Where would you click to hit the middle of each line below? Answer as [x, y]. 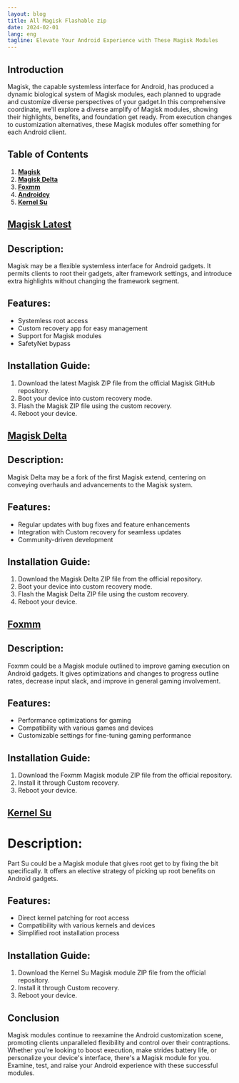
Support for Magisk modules [60, 335]
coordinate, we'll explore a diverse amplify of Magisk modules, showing [113, 109]
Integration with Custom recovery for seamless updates [100, 532]
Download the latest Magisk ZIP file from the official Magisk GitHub [116, 383]
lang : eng [22, 34]
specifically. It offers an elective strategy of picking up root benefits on [111, 870]
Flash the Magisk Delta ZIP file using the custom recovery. [103, 594]
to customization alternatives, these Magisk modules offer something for [114, 124]
